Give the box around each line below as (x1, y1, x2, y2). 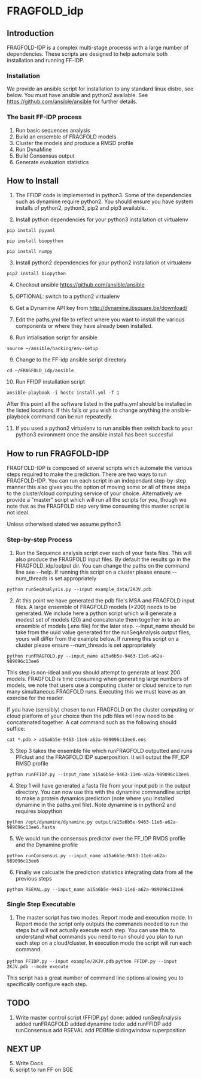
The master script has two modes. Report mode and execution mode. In (15, 914, 193, 921)
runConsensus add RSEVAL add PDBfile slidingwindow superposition (15, 1026, 186, 1033)
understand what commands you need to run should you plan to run (15, 933, 184, 940)
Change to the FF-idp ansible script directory (15, 356, 127, 363)
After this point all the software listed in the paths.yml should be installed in (7, 400, 192, 408)
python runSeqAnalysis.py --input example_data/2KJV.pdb (7, 586, 152, 592)
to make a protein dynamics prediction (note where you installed (15, 794, 174, 801)
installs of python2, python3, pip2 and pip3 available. (15, 204, 147, 212)
